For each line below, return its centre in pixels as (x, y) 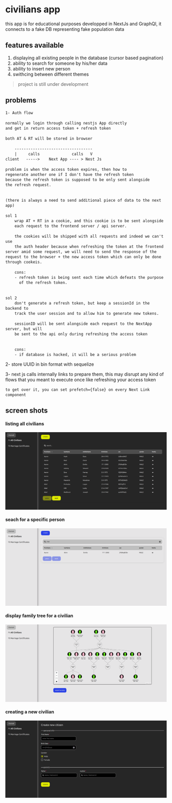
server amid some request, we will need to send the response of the (81, 252)
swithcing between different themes (51, 74)
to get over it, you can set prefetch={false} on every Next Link (78, 389)
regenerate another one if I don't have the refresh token (70, 174)
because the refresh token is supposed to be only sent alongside (78, 180)
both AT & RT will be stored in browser (49, 138)
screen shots (27, 410)
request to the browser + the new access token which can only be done (83, 257)
